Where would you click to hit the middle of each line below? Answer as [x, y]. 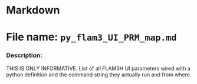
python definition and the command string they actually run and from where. [99, 75]
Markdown [33, 10]
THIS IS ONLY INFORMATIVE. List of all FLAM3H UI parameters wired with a [98, 68]
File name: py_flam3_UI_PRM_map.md [91, 37]
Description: [24, 55]
